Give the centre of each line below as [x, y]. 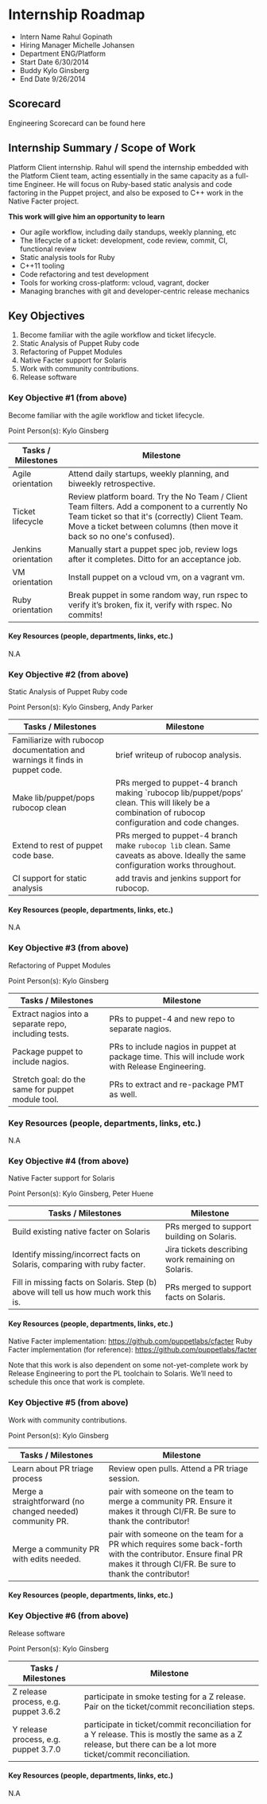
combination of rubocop [160, 813]
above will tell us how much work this [82, 1292]
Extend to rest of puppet [58, 846]
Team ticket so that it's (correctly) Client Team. [156, 516]
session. [124, 1478]
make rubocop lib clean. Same [173, 846]
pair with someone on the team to [171, 1491]
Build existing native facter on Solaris [81, 1232]
